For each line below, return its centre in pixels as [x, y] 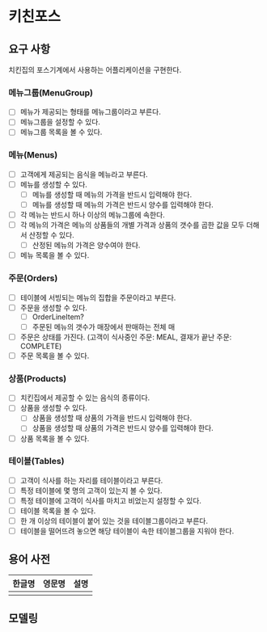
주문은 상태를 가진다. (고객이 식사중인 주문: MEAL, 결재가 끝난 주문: [126, 337]
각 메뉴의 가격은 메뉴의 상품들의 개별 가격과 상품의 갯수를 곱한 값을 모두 [132, 225]
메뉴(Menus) [33, 155]
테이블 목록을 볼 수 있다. [58, 511]
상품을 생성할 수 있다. [53, 408]
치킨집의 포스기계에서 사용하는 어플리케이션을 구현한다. [95, 70]
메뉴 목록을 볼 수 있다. [55, 255]
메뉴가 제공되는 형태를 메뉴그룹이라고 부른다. [91, 112]
